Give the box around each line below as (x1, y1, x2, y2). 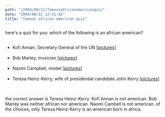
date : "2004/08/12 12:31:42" (5, 12, 65, 17)
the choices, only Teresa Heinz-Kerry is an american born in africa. (5, 106, 142, 112)
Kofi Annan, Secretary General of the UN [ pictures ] (12, 45, 116, 51)
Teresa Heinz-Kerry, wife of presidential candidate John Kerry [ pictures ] (12, 76, 160, 82)
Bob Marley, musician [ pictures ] (12, 55, 78, 61)
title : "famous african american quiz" (5, 16, 87, 21)
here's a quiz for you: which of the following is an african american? (5, 30, 143, 36)
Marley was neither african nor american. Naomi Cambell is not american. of (5, 101, 161, 107)
